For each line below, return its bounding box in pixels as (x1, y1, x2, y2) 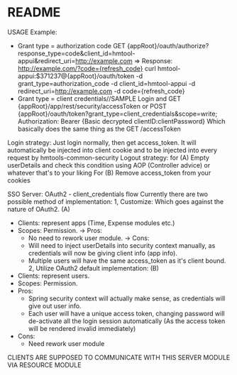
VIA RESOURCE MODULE (7, 360, 82, 369)
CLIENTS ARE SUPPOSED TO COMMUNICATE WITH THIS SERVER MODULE (7, 353, 231, 362)
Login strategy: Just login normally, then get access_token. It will (7, 138, 197, 146)
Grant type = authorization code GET (17, 41, 126, 50)
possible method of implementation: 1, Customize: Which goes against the (7, 197, 224, 206)
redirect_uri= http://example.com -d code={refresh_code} (17, 87, 185, 95)
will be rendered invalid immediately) (28, 324, 136, 332)
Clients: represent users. (17, 271, 90, 280)
